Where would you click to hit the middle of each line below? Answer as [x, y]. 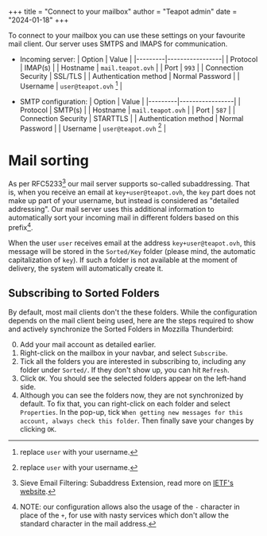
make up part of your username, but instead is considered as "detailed [124, 200]
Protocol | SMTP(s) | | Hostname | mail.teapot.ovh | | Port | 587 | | [128, 110]
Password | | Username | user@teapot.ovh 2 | [93, 127]
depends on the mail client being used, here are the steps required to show [131, 321]
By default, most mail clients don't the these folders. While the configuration [133, 312]
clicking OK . [38, 429]
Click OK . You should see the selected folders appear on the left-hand [133, 378]
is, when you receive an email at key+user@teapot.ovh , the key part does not [132, 192]
